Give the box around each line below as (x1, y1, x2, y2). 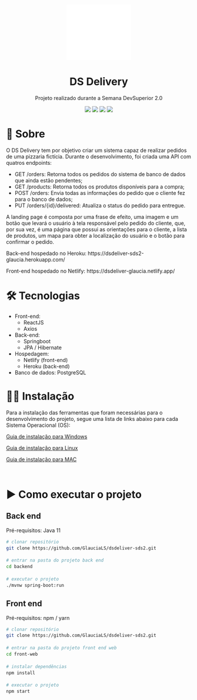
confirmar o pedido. (6, 238, 55, 246)
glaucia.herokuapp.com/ (6, 256, 65, 263)
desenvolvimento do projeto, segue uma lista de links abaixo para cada (6, 415, 178, 422)
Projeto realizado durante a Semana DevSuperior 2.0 (35, 94, 163, 101)
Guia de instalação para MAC (6, 456, 77, 463)
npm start (6, 688, 31, 695)
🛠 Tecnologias (6, 289, 81, 303)
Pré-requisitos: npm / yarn (6, 614, 70, 621)
